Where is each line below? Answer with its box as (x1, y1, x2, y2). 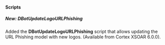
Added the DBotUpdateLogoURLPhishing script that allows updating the (5, 28, 158, 34)
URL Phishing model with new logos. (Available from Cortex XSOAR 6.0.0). (5, 33, 161, 40)
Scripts (5, 4, 21, 10)
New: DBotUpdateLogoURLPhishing (5, 16, 83, 22)
